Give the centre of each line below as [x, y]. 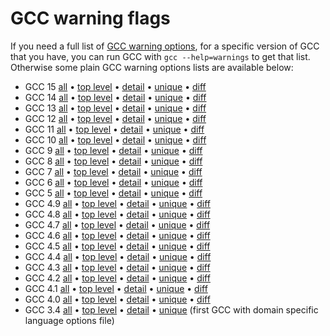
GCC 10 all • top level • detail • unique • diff [115, 139]
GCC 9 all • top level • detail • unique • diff [113, 150]
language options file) [69, 320]
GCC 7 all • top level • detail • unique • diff [113, 171]
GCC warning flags [90, 18]
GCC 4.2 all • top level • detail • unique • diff [117, 278]
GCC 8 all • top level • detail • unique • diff [113, 161]
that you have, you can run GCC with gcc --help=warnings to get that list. [160, 56]
